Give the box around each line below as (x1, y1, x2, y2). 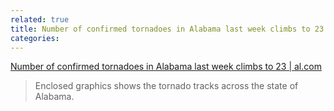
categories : (10, 33, 60, 43)
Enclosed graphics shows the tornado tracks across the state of (34, 80, 299, 92)
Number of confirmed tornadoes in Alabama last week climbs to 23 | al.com (10, 61, 322, 73)
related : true (10, 14, 70, 25)
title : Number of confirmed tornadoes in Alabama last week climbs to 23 (10, 24, 325, 34)
